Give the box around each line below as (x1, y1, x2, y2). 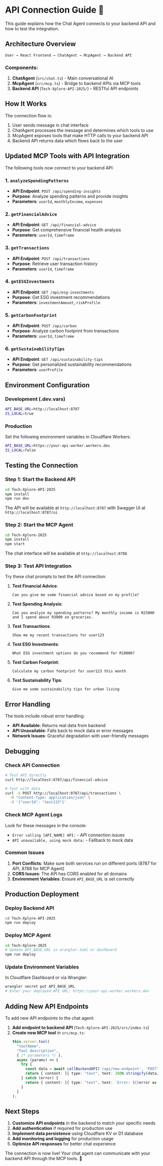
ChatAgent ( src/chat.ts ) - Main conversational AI (12, 75, 114, 81)
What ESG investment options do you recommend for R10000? (12, 651, 135, 656)
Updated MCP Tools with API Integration (5, 152, 130, 160)
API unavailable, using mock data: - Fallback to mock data (12, 837, 133, 843)
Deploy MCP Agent (5, 932, 51, 939)
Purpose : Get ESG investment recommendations (12, 294, 110, 300)
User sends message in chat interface (12, 122, 89, 128)
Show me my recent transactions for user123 (12, 633, 104, 638)
